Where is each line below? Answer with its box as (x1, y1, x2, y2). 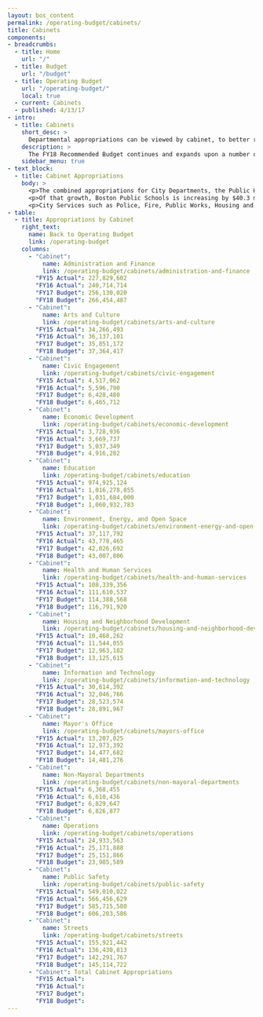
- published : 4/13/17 (14, 107, 86, 115)
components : (7, 33, 46, 42)
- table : (7, 209, 36, 217)
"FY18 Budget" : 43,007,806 (35, 551, 124, 560)
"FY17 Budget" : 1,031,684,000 (35, 493, 134, 501)
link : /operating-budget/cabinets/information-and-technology (42, 676, 250, 684)
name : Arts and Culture (42, 311, 121, 319)
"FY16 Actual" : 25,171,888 (35, 843, 124, 852)
